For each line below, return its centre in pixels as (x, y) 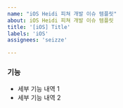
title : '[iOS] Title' (39, 27)
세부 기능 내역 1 (38, 89)
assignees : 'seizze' (38, 40)
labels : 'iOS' (28, 34)
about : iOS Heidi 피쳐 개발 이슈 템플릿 (60, 20)
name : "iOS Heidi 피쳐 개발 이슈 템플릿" (62, 14)
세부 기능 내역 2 (39, 98)
